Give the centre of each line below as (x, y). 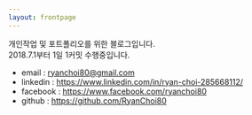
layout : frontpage (42, 17)
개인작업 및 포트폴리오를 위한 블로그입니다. (82, 43)
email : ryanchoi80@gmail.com (78, 73)
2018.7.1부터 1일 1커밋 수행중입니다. (69, 55)
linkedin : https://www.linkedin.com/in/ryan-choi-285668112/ (132, 81)
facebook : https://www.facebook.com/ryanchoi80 (114, 91)
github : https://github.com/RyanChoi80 (94, 100)
